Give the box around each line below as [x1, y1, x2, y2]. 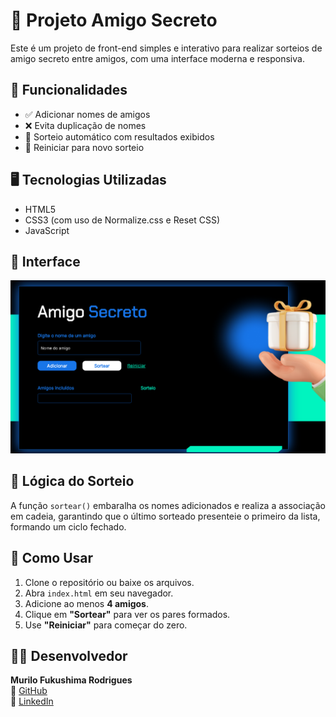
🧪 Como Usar [10, 550, 94, 567]
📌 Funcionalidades [10, 82, 128, 99]
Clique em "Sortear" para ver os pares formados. [24, 608, 231, 620]
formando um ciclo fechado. [10, 520, 127, 533]
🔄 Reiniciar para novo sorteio [24, 141, 145, 153]
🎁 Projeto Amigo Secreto [10, 9, 218, 32]
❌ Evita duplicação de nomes [24, 119, 147, 131]
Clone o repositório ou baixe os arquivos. [24, 576, 195, 588]
